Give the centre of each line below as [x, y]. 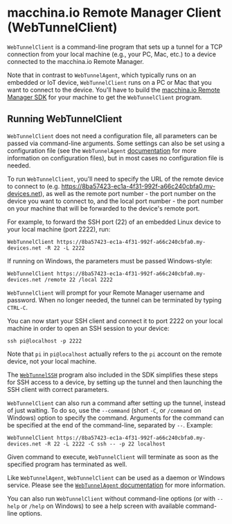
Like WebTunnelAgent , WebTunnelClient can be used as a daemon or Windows [116, 477]
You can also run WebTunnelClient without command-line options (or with [111, 498]
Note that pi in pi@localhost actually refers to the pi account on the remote [115, 354]
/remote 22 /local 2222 [78, 279]
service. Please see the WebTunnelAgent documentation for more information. [116, 485]
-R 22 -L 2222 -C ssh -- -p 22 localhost [105, 444]
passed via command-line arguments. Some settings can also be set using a [116, 143]
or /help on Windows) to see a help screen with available [102, 506]
